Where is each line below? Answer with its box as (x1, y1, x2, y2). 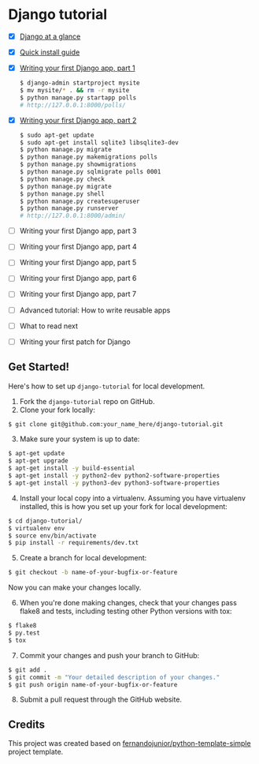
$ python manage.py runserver (19, 204, 120, 212)
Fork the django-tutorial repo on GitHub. (19, 396, 155, 406)
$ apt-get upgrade (8, 457, 68, 465)
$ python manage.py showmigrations (19, 160, 137, 169)
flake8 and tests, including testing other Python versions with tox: (19, 606, 232, 616)
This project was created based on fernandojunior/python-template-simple (8, 739, 251, 748)
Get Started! (8, 361, 69, 374)
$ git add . (8, 665, 47, 674)
